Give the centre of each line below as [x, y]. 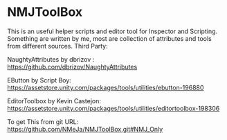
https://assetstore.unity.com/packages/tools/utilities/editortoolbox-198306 [113, 108]
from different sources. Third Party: [58, 46]
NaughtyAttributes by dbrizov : [51, 59]
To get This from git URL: [43, 121]
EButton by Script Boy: [39, 80]
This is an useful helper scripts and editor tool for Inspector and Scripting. [112, 31]
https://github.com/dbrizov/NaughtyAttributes [72, 67]
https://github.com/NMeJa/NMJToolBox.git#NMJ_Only [85, 129]
